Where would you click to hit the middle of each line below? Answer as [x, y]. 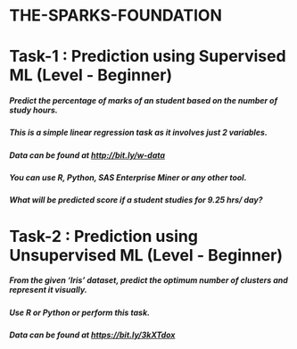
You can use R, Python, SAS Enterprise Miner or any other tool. [128, 178]
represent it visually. [48, 290]
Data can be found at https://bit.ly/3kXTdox [92, 335]
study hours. [33, 110]
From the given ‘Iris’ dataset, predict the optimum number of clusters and [148, 280]
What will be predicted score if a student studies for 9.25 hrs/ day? [136, 200]
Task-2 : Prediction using [104, 236]
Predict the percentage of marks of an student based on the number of [144, 100]
